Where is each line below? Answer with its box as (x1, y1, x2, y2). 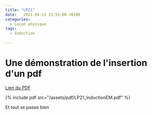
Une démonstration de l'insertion (5, 57, 147, 69)
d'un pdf (5, 68, 42, 80)
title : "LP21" (5, 7, 35, 13)
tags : (5, 26, 17, 31)
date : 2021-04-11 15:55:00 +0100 (5, 12, 81, 17)
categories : (5, 17, 30, 22)
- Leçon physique (10, 21, 47, 27)
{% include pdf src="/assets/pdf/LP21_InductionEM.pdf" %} (5, 94, 131, 100)
